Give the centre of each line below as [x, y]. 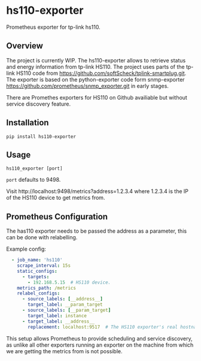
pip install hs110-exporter [41, 136]
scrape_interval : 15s [44, 266]
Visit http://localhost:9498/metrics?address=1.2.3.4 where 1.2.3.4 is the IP [97, 191]
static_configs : [37, 271]
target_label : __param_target [65, 305]
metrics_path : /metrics [47, 288]
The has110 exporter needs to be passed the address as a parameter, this [97, 231]
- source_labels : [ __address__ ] [62, 299]
